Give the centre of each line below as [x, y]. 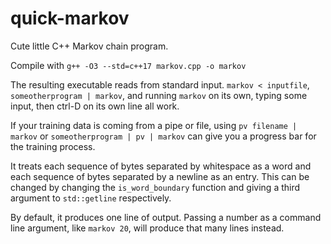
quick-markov [70, 18]
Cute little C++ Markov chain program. [89, 46]
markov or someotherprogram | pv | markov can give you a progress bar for [163, 136]
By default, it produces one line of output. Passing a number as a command [166, 217]
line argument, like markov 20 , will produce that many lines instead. [147, 228]
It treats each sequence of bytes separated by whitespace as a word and [161, 166]
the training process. [53, 146]
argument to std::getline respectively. [91, 198]
